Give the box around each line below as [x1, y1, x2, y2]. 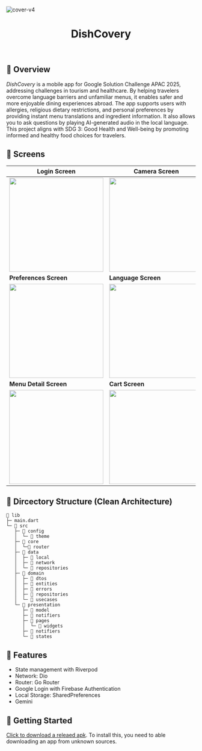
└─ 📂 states [22, 634, 52, 640]
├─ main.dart [6, 518, 39, 524]
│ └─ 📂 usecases [14, 597, 58, 603]
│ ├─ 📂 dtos [14, 576, 47, 582]
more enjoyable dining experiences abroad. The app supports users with [6, 99, 186, 107]
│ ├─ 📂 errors [14, 586, 52, 593]
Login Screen [37, 167, 76, 175]
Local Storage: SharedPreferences [14, 691, 101, 699]
